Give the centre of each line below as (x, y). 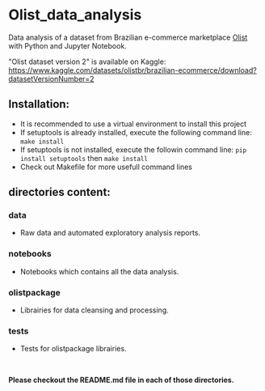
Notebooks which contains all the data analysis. (99, 271)
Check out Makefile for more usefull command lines (106, 167)
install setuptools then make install (84, 158)
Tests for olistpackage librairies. (73, 349)
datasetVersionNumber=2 (51, 79)
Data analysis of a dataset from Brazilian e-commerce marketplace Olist (128, 37)
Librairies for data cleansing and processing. (95, 310)
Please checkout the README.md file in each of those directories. (121, 380)
